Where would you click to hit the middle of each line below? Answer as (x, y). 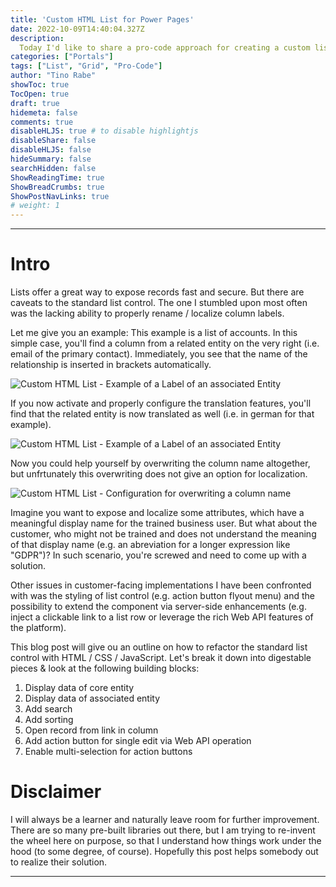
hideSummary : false (51, 159)
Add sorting (49, 720)
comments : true (42, 122)
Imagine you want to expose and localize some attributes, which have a (157, 513)
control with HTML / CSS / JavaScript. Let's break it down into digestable (161, 658)
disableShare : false (53, 141)
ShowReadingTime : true (57, 177)
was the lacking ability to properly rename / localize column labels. (147, 313)
